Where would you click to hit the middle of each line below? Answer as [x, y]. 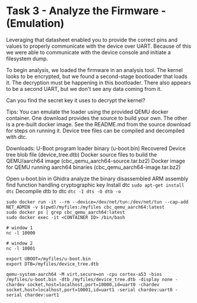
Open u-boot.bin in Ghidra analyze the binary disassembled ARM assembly [97, 178]
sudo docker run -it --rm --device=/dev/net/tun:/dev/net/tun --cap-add [97, 202]
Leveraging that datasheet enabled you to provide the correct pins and [92, 40]
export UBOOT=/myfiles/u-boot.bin [49, 259]
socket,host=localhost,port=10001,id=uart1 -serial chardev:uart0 [89, 290]
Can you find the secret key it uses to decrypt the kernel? [76, 100]
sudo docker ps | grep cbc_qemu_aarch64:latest [66, 212]
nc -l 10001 [21, 248]
